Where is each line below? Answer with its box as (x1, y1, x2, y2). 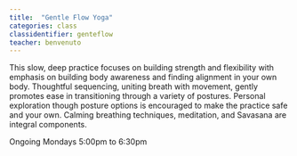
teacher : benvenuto (9, 37, 82, 47)
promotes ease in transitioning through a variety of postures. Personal (9, 91, 266, 102)
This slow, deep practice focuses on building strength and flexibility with (9, 62, 274, 73)
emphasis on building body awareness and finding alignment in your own (9, 72, 277, 83)
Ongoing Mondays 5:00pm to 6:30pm (9, 136, 148, 147)
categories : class (9, 21, 77, 30)
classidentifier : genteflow (9, 29, 114, 38)
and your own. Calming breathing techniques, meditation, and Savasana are (9, 110, 287, 120)
